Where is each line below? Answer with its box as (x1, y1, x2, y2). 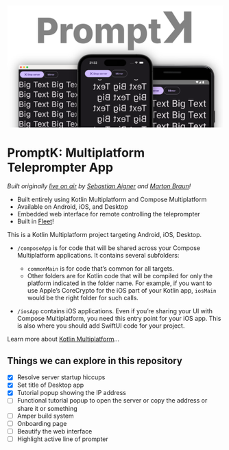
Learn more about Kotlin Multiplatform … (7, 335, 120, 344)
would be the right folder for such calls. (27, 294, 139, 302)
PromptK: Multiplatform (7, 145, 145, 160)
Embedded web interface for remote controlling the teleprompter (16, 210, 200, 218)
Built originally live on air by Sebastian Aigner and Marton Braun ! (7, 182, 191, 190)
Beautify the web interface (16, 427, 93, 435)
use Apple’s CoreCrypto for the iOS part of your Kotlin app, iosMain (27, 286, 217, 295)
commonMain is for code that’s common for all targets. (27, 265, 175, 273)
